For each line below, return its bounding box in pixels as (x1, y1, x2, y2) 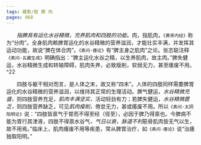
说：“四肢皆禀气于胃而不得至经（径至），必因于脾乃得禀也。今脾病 (23, 110, 187, 117)
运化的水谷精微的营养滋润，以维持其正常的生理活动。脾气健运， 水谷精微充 (6, 88, 190, 95)
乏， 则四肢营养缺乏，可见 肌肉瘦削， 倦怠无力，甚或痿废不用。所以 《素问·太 (6, 103, 190, 110)
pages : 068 (6, 14, 33, 20)
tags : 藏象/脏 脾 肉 (6, 8, 53, 15)
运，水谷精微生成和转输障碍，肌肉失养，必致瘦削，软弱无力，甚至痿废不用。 (6, 61, 195, 69)
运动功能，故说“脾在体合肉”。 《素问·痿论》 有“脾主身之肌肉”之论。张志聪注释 (6, 46, 190, 54)
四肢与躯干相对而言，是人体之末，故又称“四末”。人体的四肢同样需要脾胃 (17, 80, 194, 87)
